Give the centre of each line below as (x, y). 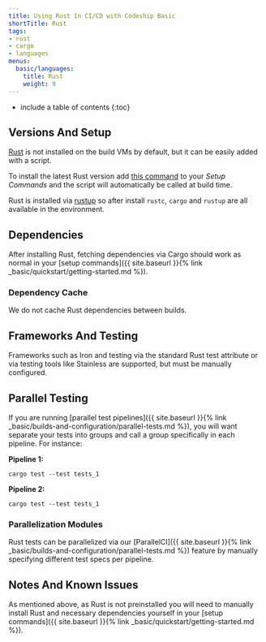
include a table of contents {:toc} (75, 107)
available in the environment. (57, 209)
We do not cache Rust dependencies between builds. (98, 310)
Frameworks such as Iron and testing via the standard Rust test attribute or (133, 355)
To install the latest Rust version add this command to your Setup (117, 176)
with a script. (30, 161)
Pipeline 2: (27, 489)
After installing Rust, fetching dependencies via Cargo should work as (125, 254)
